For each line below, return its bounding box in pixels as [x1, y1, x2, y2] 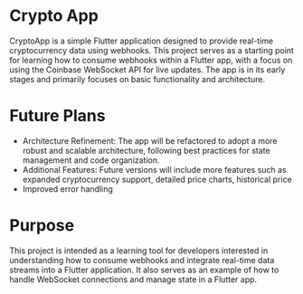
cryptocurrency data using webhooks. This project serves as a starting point [9, 44, 294, 55]
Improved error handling [22, 183, 113, 194]
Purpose [9, 215, 75, 236]
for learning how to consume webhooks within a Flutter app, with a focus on [9, 54, 293, 65]
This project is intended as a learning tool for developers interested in [9, 245, 269, 256]
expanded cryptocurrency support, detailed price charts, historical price [22, 174, 292, 185]
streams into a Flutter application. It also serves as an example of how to [9, 264, 279, 275]
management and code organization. [22, 155, 160, 166]
